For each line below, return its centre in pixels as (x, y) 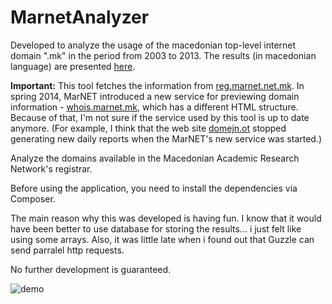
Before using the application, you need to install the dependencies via (154, 188)
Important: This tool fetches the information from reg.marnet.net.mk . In (157, 85)
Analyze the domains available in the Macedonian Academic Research (155, 158)
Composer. (33, 198)
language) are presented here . (73, 66)
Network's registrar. (51, 168)
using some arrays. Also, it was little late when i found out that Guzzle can (162, 239)
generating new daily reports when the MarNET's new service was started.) (166, 138)
